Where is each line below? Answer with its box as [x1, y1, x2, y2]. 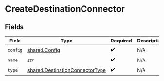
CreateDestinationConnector [5, 3, 125, 15]
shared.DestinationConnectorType [27, 67, 106, 74]
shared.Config [27, 46, 60, 53]
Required [110, 38, 133, 44]
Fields [5, 23, 24, 31]
